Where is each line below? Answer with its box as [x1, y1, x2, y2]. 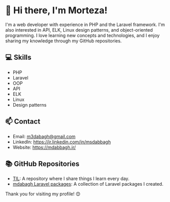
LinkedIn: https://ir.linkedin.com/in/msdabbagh [12, 139, 111, 145]
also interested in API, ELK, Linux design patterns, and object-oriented [5, 27, 153, 33]
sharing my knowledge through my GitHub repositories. [5, 38, 122, 44]
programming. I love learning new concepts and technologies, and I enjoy [5, 32, 160, 38]
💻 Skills [5, 53, 32, 62]
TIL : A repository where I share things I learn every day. [12, 175, 130, 182]
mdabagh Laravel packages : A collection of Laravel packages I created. [12, 181, 163, 187]
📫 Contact [5, 117, 41, 126]
